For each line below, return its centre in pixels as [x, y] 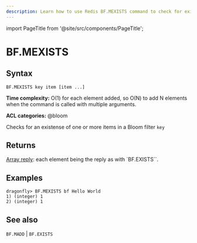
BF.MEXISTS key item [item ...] [45, 87]
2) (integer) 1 [25, 202]
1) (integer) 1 [25, 197]
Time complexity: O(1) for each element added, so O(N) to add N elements [97, 98]
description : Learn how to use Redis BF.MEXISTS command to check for [94, 11]
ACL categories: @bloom [37, 116]
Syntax [19, 74]
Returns [21, 145]
